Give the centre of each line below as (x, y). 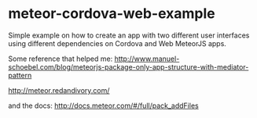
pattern (20, 75)
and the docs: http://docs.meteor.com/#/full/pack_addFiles (103, 105)
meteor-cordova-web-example (112, 14)
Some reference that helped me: (61, 59)
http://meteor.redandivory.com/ (59, 90)
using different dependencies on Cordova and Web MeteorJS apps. (117, 43)
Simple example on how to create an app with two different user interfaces (129, 35)
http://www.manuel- (147, 59)
